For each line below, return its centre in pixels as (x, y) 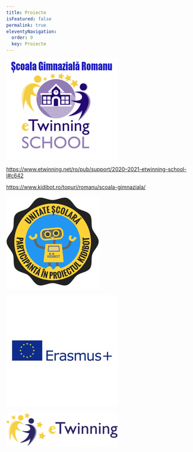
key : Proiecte (29, 44)
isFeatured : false (29, 19)
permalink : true (26, 25)
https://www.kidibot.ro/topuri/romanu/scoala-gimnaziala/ (76, 187)
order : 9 (22, 38)
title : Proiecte (26, 13)
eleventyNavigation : (32, 32)
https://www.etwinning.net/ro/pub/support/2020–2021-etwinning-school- (96, 169)
